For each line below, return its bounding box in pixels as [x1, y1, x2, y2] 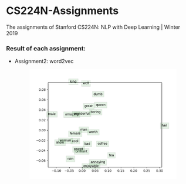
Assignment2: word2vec [14, 57, 74, 65]
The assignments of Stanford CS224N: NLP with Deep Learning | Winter [6, 23, 181, 30]
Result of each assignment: [6, 44, 86, 52]
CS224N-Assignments [6, 4, 119, 18]
